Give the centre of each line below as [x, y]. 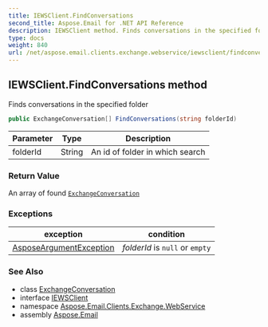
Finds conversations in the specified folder [79, 104]
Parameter [33, 138]
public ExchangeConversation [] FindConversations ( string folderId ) [123, 119]
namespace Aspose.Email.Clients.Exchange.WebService [112, 306]
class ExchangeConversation [67, 289]
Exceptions [31, 214]
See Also [26, 272]
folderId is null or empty [167, 248]
